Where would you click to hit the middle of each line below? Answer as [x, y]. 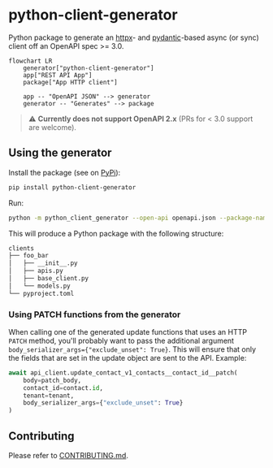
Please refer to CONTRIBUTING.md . [68, 455]
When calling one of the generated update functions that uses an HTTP [128, 331]
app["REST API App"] [58, 75]
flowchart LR [30, 61]
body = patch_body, [52, 380]
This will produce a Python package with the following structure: [116, 233]
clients [22, 248]
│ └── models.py [39, 286]
